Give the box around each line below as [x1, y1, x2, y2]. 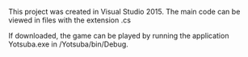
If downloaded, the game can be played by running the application [8, 31, 229, 40]
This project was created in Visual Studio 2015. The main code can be [8, 7, 241, 16]
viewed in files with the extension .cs [8, 15, 132, 25]
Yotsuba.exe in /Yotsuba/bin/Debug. [8, 39, 129, 49]
